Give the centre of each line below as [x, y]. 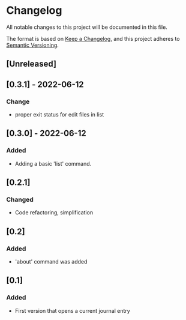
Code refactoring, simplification [54, 213]
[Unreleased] [31, 64]
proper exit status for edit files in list [59, 115]
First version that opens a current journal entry [72, 310]
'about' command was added [51, 262]
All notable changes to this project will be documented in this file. [87, 27]
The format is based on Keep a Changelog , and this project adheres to [93, 38]
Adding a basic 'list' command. [53, 163]
